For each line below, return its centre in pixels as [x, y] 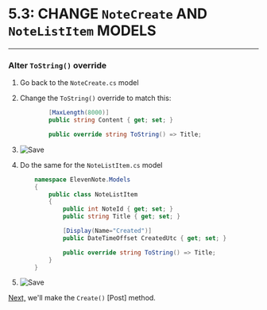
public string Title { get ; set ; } [122, 217]
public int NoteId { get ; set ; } [118, 209]
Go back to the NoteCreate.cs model [79, 83]
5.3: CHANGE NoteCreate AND [108, 14]
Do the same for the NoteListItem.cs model [91, 165]
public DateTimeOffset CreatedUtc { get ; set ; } [145, 238]
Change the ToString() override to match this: [95, 98]
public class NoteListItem [93, 194]
